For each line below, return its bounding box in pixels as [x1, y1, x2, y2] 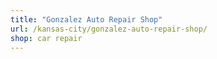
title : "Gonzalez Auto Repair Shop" [10, 14, 163, 25]
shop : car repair [10, 33, 83, 43]
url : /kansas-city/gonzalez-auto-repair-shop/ [10, 24, 208, 34]
